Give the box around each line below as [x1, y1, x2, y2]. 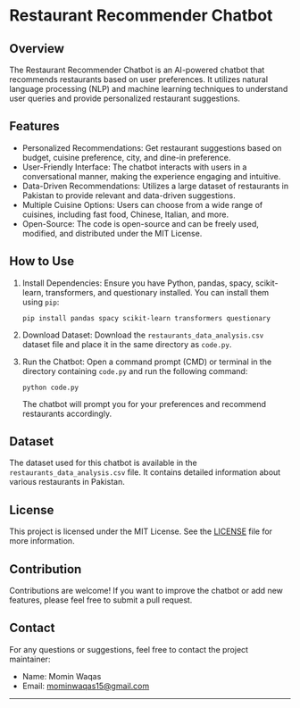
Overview [9, 41, 65, 56]
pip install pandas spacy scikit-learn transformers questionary [21, 313, 271, 322]
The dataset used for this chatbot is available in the [9, 457, 198, 469]
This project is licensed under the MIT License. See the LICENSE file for [9, 526, 273, 537]
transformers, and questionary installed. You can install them [46, 287, 270, 297]
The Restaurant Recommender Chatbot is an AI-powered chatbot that [9, 64, 265, 75]
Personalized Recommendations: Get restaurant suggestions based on [21, 142, 282, 153]
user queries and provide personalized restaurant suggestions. [9, 93, 241, 104]
